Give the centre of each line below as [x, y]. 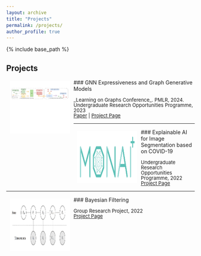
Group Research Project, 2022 [109, 211]
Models [83, 89]
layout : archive [26, 13]
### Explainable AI [164, 132]
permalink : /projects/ [34, 25]
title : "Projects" [29, 19]
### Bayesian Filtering [101, 200]
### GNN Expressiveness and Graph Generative [133, 83]
